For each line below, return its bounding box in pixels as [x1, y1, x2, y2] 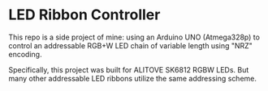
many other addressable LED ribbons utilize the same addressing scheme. [8, 73, 257, 83]
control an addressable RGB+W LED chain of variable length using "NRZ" [8, 40, 253, 50]
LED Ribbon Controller [8, 6, 161, 24]
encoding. [8, 49, 42, 59]
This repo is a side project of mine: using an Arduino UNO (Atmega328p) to [8, 32, 260, 42]
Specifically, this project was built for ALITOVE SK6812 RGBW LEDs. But [8, 64, 249, 74]
